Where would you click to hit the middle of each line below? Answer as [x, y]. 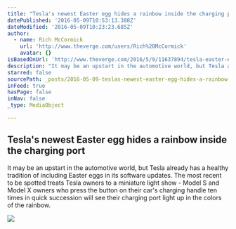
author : [19, 33]
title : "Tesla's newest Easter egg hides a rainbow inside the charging [116, 14]
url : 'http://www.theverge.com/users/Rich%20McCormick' [104, 46]
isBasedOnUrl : [28, 60]
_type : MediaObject [36, 105]
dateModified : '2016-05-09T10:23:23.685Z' [70, 27]
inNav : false [26, 99]
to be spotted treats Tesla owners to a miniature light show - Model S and [113, 183]
